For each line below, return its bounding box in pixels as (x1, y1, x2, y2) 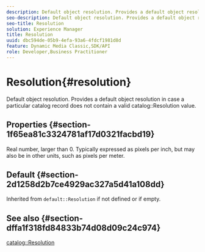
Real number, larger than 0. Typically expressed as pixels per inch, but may (6, 145, 195, 153)
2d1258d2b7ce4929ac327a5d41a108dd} (6, 179, 165, 190)
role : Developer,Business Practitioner (6, 49, 108, 55)
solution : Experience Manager (6, 26, 84, 32)
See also (6, 213, 40, 223)
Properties (6, 120, 48, 130)
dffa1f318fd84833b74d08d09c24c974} (6, 223, 161, 233)
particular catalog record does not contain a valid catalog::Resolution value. (6, 102, 196, 109)
